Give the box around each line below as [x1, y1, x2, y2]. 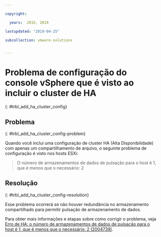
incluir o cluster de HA [5, 88, 97, 99]
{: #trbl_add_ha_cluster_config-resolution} [5, 192, 89, 198]
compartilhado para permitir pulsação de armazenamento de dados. [5, 206, 142, 212]
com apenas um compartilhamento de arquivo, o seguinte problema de [5, 145, 147, 151]
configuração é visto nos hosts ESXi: [5, 151, 79, 156]
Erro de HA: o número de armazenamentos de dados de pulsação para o [5, 221, 150, 227]
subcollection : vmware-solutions [5, 37, 73, 43]
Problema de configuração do [5, 67, 127, 78]
